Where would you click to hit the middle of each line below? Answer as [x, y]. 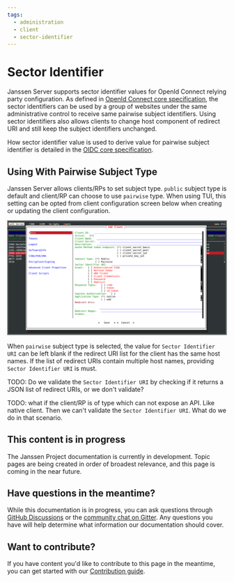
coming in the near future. [45, 471]
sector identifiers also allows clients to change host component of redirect [114, 122]
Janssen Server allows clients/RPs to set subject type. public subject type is [117, 188]
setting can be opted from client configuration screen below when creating [115, 203]
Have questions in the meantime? [81, 494]
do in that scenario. [35, 417]
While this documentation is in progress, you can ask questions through [110, 510]
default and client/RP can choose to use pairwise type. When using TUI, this [117, 196]
